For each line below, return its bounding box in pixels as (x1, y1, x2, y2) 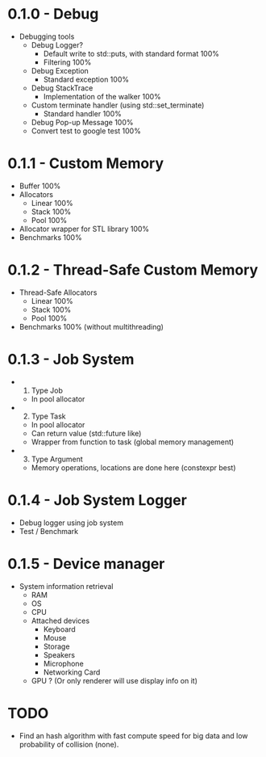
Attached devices (31, 616, 90, 625)
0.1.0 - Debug (7, 5, 99, 23)
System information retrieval (19, 581, 114, 591)
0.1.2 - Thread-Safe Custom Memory (7, 261, 259, 280)
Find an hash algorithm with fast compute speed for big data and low (19, 730, 248, 740)
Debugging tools (19, 32, 75, 41)
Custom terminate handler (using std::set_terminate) (31, 100, 205, 110)
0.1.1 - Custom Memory (7, 154, 164, 173)
